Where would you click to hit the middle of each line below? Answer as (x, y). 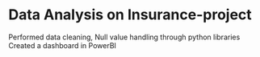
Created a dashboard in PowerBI (63, 45)
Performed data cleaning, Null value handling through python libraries (124, 37)
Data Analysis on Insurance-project (130, 15)
